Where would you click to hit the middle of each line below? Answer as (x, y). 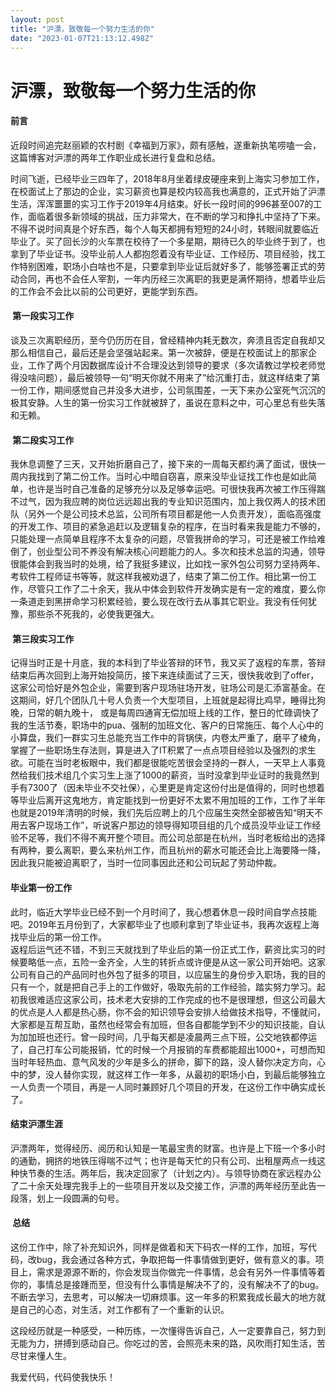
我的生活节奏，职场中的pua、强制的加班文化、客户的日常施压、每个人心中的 (167, 725)
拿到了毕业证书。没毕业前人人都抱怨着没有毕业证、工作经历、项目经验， (159, 253)
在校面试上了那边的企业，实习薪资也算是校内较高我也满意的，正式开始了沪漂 (168, 191)
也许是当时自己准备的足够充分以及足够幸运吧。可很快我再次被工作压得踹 (176, 489)
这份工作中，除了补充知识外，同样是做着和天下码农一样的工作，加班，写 (159, 1247)
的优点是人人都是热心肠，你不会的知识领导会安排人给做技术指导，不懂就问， (168, 1012)
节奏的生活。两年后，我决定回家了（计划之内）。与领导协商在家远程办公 (174, 1173)
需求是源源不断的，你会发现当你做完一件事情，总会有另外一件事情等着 (181, 1272)
